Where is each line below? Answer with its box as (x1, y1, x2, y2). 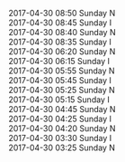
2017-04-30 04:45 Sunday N (8, 104, 116, 114)
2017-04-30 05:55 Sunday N (8, 65, 115, 76)
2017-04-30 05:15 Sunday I (8, 94, 110, 105)
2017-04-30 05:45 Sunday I (8, 75, 112, 85)
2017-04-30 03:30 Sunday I (8, 133, 112, 143)
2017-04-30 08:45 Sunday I (8, 17, 112, 28)
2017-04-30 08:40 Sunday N (8, 27, 116, 37)
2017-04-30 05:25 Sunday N (8, 85, 116, 95)
